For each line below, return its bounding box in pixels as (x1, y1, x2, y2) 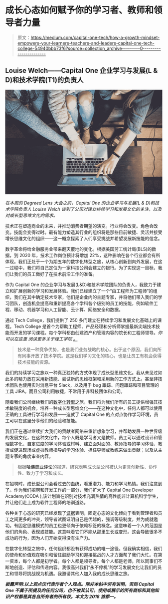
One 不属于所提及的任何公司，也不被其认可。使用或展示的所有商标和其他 (5, 588, 155, 594)
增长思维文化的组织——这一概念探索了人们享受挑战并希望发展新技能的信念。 (5, 236, 163, 242)
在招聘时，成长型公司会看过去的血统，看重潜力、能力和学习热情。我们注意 (5, 481, 158, 487)
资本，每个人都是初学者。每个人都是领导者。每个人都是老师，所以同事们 (9, 558, 158, 564)
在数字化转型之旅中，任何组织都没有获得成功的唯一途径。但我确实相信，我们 (5, 546, 163, 552)
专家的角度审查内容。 (9, 453, 53, 459)
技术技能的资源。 (17, 359, 53, 365)
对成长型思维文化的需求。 (5, 213, 58, 219)
